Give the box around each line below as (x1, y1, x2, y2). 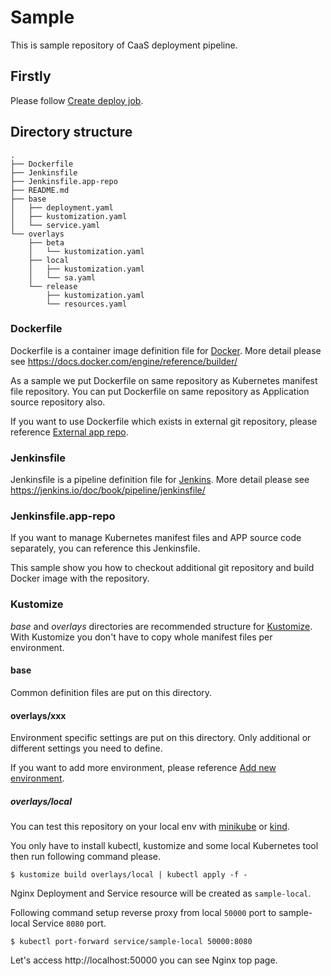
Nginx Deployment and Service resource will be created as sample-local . (10, 887, 312, 900)
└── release (28, 281, 78, 291)
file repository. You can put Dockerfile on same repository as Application (10, 385, 310, 397)
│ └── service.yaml (10, 220, 101, 230)
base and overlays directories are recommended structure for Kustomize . (10, 620, 313, 632)
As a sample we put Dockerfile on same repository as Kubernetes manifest (10, 374, 318, 386)
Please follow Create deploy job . (10, 94, 144, 106)
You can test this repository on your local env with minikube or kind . (10, 821, 290, 833)
